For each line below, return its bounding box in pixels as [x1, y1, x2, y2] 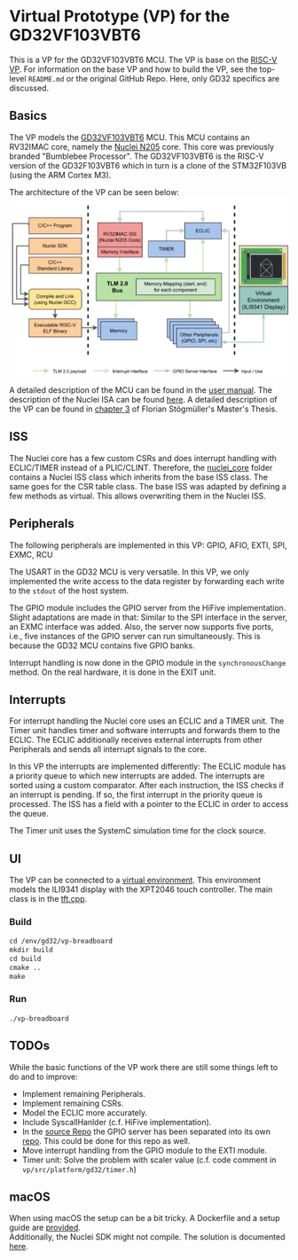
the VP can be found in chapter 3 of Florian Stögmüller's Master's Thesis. [9, 403, 278, 414]
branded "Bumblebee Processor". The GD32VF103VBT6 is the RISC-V [9, 151, 264, 161]
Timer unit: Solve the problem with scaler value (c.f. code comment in [21, 1154, 277, 1165]
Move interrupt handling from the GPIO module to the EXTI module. [21, 1145, 268, 1155]
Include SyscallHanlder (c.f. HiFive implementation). [21, 1116, 212, 1127]
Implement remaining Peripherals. [21, 1088, 146, 1099]
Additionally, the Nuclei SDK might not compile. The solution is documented [9, 1232, 286, 1242]
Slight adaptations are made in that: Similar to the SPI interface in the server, [9, 612, 288, 622]
